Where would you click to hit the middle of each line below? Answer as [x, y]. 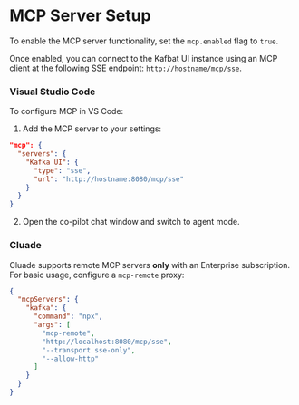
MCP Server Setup [80, 16]
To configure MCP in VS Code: [67, 111]
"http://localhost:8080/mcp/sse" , [107, 342]
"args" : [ [52, 325]
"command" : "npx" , [68, 317]
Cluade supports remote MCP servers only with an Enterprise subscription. [150, 265]
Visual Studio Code [53, 92]
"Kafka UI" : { [52, 162]
